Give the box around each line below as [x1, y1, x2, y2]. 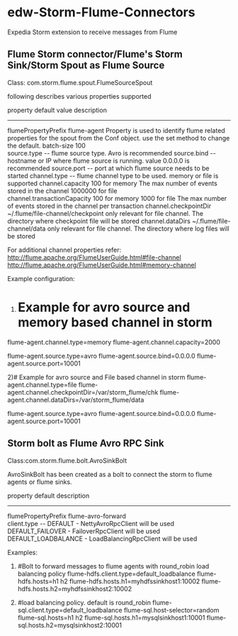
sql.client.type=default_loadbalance [17, 605, 123, 614]
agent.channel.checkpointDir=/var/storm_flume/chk [7, 388, 159, 396]
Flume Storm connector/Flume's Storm [7, 48, 183, 60]
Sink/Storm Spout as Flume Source [7, 60, 165, 72]
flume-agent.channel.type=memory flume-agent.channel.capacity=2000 [7, 338, 221, 346]
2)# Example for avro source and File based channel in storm [7, 373, 186, 381]
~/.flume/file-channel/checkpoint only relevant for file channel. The [7, 209, 204, 217]
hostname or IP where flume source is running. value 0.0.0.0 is [7, 156, 190, 165]
